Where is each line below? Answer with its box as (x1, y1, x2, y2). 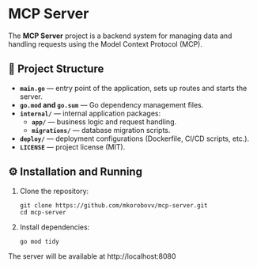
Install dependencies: (19, 222, 90, 232)
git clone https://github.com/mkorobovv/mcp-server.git (19, 201, 208, 210)
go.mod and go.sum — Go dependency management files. (19, 100, 204, 109)
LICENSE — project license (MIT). (19, 142, 126, 151)
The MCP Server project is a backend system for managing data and (8, 31, 232, 40)
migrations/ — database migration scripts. (31, 125, 171, 134)
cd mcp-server (19, 208, 66, 216)
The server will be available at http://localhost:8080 (8, 251, 176, 261)
